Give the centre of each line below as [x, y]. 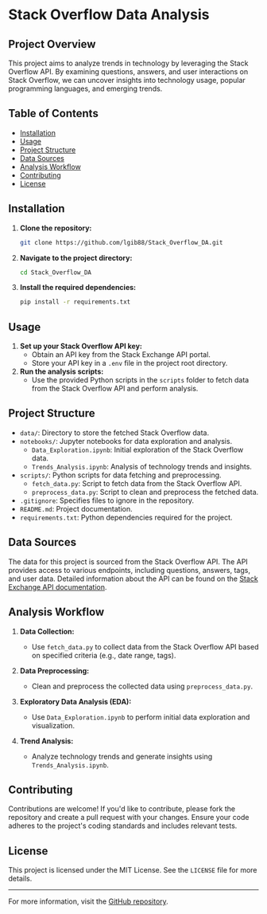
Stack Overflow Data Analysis [109, 15]
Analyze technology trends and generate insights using [122, 756]
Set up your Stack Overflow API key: [81, 346]
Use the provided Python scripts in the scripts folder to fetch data [140, 380]
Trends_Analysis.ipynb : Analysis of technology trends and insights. [142, 466]
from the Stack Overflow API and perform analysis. [115, 389]
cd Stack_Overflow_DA [55, 273]
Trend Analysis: [46, 741]
